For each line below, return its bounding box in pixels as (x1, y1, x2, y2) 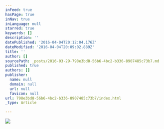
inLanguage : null (5, 21, 41, 26)
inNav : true (5, 16, 30, 21)
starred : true (5, 26, 35, 31)
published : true (5, 63, 39, 68)
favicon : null (9, 91, 39, 96)
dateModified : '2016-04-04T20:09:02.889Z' (5, 44, 95, 49)
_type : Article (5, 100, 37, 105)
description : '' (5, 35, 39, 40)
